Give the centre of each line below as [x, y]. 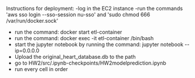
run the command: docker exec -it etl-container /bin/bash [84, 38]
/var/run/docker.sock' [32, 21]
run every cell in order [41, 69]
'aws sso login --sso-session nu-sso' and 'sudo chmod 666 [78, 15]
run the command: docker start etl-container [68, 32]
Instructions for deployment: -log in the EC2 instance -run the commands [95, 8]
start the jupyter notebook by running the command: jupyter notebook [99, 44]
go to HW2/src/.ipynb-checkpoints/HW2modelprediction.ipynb [90, 63]
